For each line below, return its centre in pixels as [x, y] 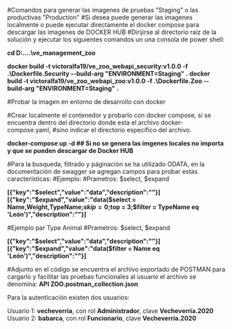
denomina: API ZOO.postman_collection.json [73, 284]
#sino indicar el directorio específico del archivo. [122, 130]
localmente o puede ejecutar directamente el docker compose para [103, 25]
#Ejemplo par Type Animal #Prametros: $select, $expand [89, 228]
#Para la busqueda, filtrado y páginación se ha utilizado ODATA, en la [106, 164]
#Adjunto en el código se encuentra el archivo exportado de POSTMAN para [116, 269]
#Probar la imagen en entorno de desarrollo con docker [87, 102]
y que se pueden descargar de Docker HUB [70, 151]
